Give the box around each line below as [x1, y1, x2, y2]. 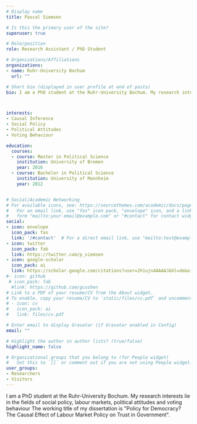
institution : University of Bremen [16, 159, 104, 165]
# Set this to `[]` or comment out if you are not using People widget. [6, 360, 193, 366]
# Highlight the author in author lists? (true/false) [6, 338, 143, 344]
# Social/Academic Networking [6, 196, 80, 203]
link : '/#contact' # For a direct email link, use [11, 235, 141, 241]
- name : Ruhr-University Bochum [6, 68, 85, 74]
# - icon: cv [6, 301, 38, 306]
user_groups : [6, 365, 38, 371]
